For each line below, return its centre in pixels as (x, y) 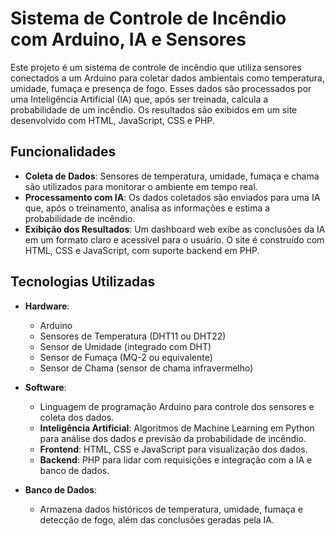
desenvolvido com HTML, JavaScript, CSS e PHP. (112, 120)
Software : (45, 387)
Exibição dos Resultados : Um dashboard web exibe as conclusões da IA (175, 229)
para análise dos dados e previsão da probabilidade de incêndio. (173, 438)
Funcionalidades (63, 152)
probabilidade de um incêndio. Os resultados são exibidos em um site (154, 109)
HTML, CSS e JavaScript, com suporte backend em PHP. (142, 250)
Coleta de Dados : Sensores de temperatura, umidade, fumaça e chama (172, 176)
